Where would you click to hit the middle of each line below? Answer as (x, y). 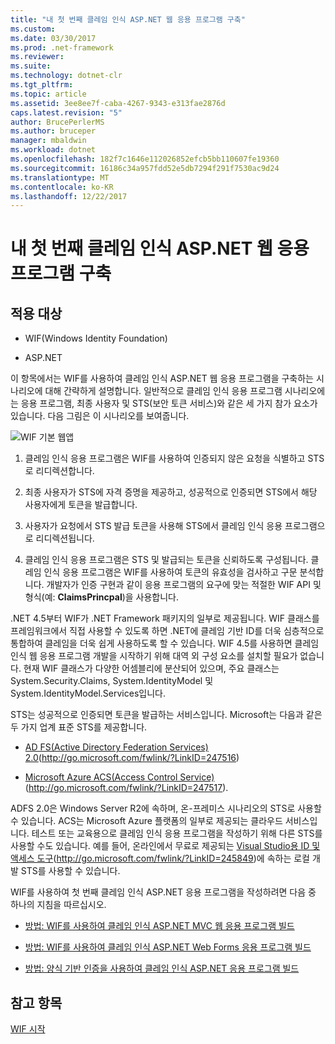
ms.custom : (33, 29)
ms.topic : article (48, 94)
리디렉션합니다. (65, 471)
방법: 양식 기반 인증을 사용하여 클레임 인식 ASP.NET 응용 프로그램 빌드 (162, 968)
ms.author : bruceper (53, 131)
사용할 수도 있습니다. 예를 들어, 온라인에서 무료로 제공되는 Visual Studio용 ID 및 (165, 846)
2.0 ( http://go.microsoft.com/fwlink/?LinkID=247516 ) (132, 758)
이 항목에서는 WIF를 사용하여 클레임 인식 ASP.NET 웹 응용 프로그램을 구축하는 (162, 378)
